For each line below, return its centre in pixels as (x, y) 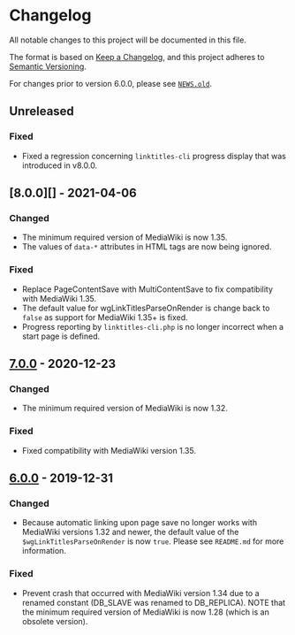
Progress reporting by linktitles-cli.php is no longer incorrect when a (153, 326)
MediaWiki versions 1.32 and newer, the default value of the (130, 532)
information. (44, 551)
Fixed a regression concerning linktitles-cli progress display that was (154, 156)
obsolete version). (55, 621)
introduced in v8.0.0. (60, 165)
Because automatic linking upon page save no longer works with (140, 523)
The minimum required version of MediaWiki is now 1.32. (125, 409)
